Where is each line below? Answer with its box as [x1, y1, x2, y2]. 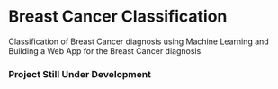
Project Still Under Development [8, 67, 152, 80]
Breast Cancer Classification [8, 6, 228, 27]
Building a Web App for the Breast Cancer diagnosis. [8, 45, 203, 56]
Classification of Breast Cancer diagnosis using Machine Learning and [8, 36, 269, 47]
